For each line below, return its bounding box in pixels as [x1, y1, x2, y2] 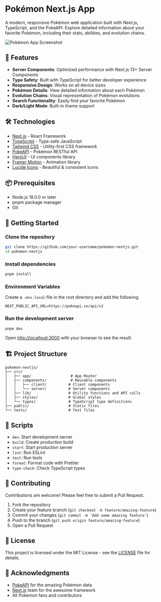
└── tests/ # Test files [5, 408, 95, 413]
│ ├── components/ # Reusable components [5, 378, 117, 383]
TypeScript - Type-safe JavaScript [12, 138, 82, 144]
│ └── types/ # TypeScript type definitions [5, 399, 132, 404]
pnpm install [5, 272, 32, 277]
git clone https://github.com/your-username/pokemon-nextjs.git [5, 245, 139, 249]
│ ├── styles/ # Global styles [5, 395, 101, 400]
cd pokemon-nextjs [5, 249, 42, 254]
